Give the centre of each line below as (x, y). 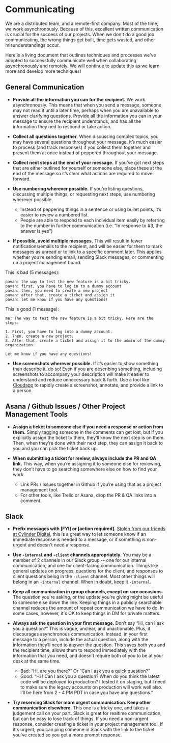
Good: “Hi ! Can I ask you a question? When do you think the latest (90, 676)
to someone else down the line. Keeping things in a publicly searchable (87, 602)
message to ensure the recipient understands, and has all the (77, 121)
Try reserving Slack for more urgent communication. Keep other (82, 703)
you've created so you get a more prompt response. (67, 735)
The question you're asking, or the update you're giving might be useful (88, 597)
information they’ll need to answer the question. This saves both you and (89, 645)
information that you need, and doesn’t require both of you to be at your (88, 656)
